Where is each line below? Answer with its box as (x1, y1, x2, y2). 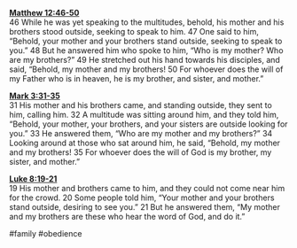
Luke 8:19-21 (9, 174, 58, 184)
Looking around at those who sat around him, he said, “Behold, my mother (9, 137, 281, 148)
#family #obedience (9, 229, 82, 238)
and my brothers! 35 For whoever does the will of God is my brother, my (9, 147, 272, 158)
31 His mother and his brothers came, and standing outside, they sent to (9, 100, 272, 110)
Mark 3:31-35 (9, 90, 60, 101)
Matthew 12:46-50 (9, 8, 80, 18)
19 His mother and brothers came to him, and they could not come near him (9, 183, 285, 193)
